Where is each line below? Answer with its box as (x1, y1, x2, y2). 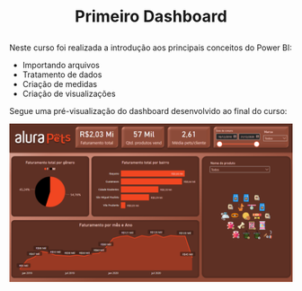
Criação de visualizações (22, 88, 116, 99)
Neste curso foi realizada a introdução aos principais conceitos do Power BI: (9, 42, 292, 53)
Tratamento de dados (22, 69, 102, 80)
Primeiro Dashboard (75, 6, 227, 27)
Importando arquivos (22, 59, 101, 70)
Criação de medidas (22, 78, 97, 89)
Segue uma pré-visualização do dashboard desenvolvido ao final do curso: (9, 105, 288, 116)
